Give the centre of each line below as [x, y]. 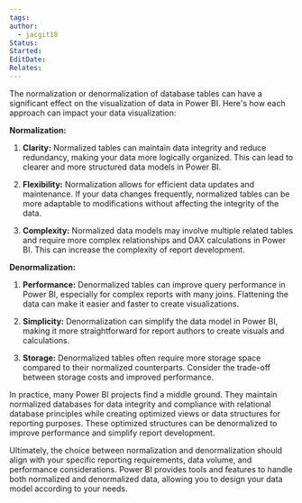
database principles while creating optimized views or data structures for [145, 413]
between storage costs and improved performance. [118, 377]
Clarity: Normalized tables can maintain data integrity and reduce [144, 147]
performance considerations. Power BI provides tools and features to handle [151, 469]
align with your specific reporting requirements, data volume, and [131, 460]
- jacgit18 [38, 34]
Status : [24, 43]
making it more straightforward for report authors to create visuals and [153, 331]
